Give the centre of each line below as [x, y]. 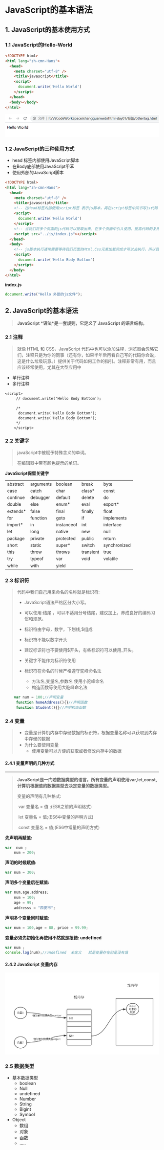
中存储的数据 [37, 739]
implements [115, 518]
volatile [111, 559]
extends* [17, 511]
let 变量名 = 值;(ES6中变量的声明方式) [56, 817]
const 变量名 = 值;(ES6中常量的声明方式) [59, 827]
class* [88, 491]
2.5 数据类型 [20, 1066]
